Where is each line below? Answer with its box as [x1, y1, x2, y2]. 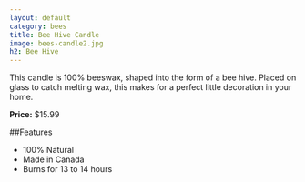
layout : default [9, 13, 71, 23]
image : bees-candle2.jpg [9, 38, 104, 48]
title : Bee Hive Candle [9, 30, 100, 39]
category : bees [9, 22, 67, 31]
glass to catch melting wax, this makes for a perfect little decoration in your [9, 82, 292, 93]
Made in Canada [22, 154, 85, 165]
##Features [9, 126, 53, 137]
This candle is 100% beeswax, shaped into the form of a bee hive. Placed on [9, 72, 297, 83]
